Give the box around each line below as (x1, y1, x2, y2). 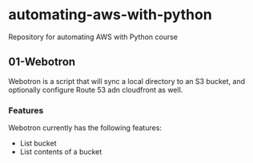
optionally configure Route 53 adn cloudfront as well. (8, 85, 183, 94)
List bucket (19, 138, 57, 149)
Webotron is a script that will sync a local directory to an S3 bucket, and (8, 76, 246, 85)
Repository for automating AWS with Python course (8, 32, 179, 42)
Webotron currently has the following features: (8, 123, 163, 133)
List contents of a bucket (19, 147, 102, 157)
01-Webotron (8, 55, 76, 69)
